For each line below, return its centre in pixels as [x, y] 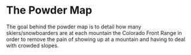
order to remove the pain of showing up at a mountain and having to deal [96, 39]
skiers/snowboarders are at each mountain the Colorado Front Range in [94, 33]
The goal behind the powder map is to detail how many [74, 27]
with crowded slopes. [33, 46]
